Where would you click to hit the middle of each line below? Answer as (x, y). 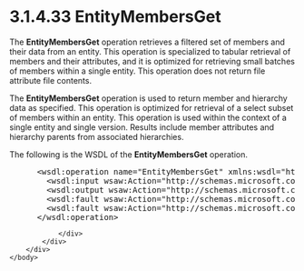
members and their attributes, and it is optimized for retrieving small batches (152, 61)
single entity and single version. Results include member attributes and (142, 127)
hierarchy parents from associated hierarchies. (97, 136)
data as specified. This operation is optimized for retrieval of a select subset (152, 107)
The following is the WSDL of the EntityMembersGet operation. (128, 154)
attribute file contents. (51, 80)
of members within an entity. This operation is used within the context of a (148, 117)
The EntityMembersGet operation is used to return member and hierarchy (148, 98)
